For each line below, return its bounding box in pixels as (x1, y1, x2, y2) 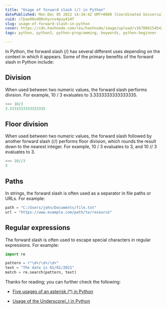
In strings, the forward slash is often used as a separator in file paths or (5, 190, 151, 196)
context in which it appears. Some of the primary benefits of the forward (5, 54, 154, 60)
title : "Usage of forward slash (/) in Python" (5, 7, 106, 12)
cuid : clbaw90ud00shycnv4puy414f (5, 16, 75, 21)
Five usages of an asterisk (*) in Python (12, 289, 93, 294)
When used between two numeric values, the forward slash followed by (5, 133, 152, 139)
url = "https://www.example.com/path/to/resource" (5, 209, 112, 214)
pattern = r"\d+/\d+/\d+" (5, 261, 59, 266)
